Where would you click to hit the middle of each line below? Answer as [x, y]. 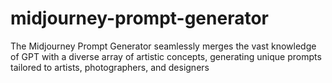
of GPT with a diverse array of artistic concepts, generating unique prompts [166, 56]
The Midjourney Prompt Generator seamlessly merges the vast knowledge [163, 46]
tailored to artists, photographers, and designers [110, 67]
